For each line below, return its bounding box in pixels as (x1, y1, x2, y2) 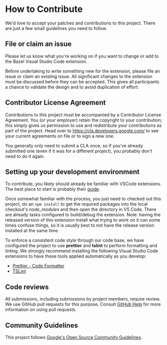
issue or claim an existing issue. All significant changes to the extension (5, 73, 153, 79)
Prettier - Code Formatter (12, 263, 65, 269)
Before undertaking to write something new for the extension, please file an (5, 68, 161, 74)
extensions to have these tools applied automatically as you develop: (5, 253, 147, 259)
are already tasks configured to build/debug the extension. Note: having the (5, 212, 161, 218)
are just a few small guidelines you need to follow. (5, 25, 107, 31)
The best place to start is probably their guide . (5, 186, 101, 192)
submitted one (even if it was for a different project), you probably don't (5, 148, 153, 154)
